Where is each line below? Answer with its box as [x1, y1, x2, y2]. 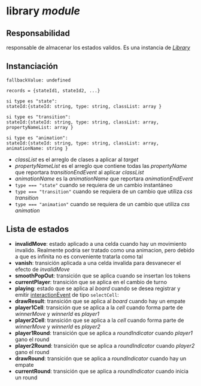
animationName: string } [6, 145, 68, 151]
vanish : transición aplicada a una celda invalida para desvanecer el [14, 259, 181, 266]
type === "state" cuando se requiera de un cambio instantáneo [14, 181, 173, 188]
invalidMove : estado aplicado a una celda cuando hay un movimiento [14, 240, 187, 247]
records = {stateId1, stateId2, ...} [6, 88, 100, 94]
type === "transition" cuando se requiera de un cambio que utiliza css [14, 188, 193, 195]
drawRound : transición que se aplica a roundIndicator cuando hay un [14, 355, 187, 362]
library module [6, 4, 81, 18]
